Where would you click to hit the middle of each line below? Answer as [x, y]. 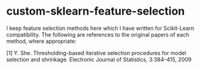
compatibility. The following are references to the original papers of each [98, 34]
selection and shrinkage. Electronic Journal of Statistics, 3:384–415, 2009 [99, 59]
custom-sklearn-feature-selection [95, 11]
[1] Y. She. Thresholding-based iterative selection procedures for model [96, 53]
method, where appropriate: [41, 41]
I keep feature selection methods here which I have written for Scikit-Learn [100, 28]
